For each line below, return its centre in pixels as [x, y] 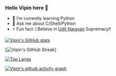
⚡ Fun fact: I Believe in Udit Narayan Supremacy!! [62, 29]
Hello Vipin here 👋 [27, 8]
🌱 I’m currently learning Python [43, 19]
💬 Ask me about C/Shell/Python [44, 23]
